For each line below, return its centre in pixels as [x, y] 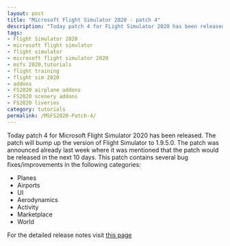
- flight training [33, 71]
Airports [28, 185]
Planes [26, 178]
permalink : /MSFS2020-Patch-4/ [52, 115]
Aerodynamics [37, 199]
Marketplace [35, 214]
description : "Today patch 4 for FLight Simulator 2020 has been [102, 26]
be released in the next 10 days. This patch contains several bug [98, 157]
